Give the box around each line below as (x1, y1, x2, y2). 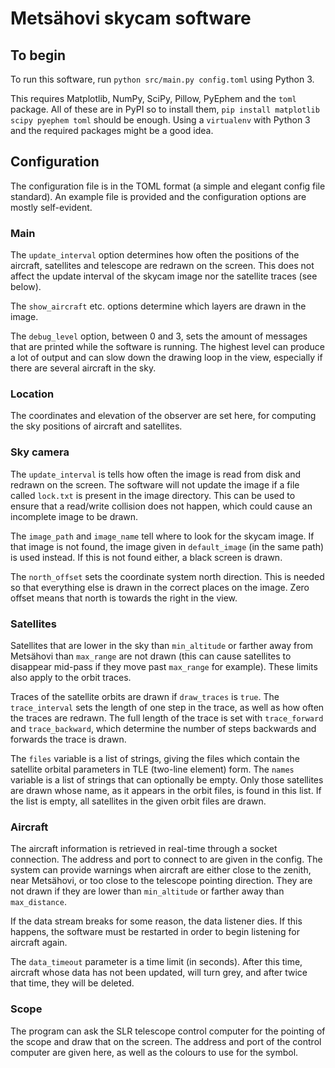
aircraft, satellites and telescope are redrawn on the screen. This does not (10, 260, 315, 272)
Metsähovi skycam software (10, 7, 252, 30)
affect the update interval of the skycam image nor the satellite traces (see (10, 270, 318, 282)
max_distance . (10, 896, 67, 908)
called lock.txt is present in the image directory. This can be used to (10, 489, 296, 501)
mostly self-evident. (10, 201, 93, 213)
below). (10, 281, 42, 293)
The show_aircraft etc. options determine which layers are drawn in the (10, 300, 307, 312)
